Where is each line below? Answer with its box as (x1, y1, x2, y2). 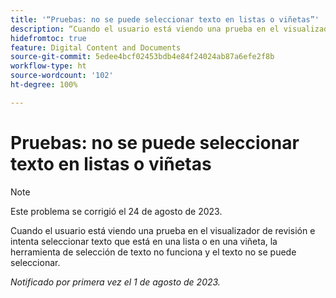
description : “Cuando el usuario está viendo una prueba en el (10, 24, 280, 34)
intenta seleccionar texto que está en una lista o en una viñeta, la (10, 235, 278, 247)
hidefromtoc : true (10, 33, 87, 43)
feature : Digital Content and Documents (10, 42, 182, 53)
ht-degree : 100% (10, 80, 78, 90)
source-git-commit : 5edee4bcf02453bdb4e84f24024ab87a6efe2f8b (10, 52, 275, 62)
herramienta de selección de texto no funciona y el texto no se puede (10, 246, 297, 258)
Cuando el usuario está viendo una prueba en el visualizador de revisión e (10, 224, 316, 236)
